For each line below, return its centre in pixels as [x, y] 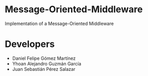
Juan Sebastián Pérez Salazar [44, 69]
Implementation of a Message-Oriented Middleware [59, 23]
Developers [30, 44]
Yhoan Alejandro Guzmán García [47, 64]
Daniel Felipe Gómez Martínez [44, 58]
